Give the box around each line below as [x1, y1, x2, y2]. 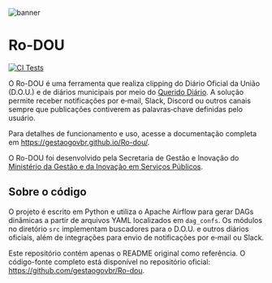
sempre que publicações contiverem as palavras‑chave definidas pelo [8, 104, 244, 114]
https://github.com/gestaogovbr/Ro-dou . [8, 265, 145, 275]
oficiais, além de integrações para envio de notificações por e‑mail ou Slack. [8, 232, 265, 242]
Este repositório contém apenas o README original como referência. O [8, 248, 246, 258]
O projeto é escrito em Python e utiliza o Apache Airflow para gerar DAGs [8, 207, 254, 217]
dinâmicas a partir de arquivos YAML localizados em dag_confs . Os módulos [8, 215, 262, 225]
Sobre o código [8, 185, 87, 199]
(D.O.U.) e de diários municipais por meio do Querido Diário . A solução [8, 87, 244, 96]
